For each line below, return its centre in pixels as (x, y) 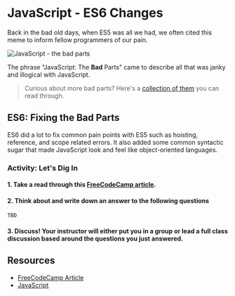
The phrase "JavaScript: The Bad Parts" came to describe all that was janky (116, 67)
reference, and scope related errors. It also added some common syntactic (115, 142)
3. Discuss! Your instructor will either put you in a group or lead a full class (117, 231)
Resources (31, 260)
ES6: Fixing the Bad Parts (63, 118)
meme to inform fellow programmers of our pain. (78, 39)
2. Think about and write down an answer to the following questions (108, 200)
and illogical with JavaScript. (49, 75)
